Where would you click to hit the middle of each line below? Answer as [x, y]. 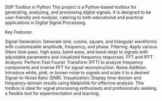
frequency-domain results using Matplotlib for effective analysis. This [75, 83]
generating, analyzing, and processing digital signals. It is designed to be [78, 12]
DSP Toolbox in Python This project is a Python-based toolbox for [71, 7]
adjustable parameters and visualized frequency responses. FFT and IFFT [79, 57]
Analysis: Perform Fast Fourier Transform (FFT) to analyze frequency [74, 62]
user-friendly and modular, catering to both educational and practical [74, 17]
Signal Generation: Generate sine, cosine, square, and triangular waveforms [81, 41]
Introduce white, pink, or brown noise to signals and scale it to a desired [77, 72]
